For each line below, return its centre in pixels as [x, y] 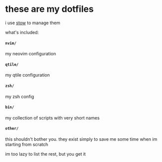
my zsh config [20, 96]
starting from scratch [27, 144]
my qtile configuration [27, 75]
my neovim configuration [30, 54]
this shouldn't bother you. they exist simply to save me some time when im [81, 139]
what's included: [22, 32]
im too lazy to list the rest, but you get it [45, 154]
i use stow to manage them [33, 23]
